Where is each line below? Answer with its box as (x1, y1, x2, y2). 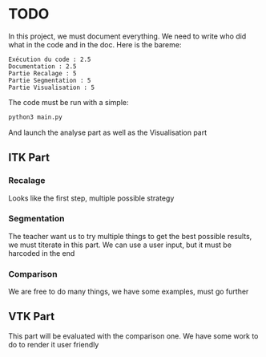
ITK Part (8, 151, 50, 164)
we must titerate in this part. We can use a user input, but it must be (8, 240, 232, 249)
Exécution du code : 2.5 (8, 55, 91, 63)
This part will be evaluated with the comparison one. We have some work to (8, 331, 259, 341)
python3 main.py (8, 113, 62, 121)
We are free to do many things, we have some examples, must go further (8, 286, 249, 297)
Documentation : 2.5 (8, 62, 78, 71)
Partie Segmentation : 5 (8, 76, 91, 84)
